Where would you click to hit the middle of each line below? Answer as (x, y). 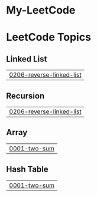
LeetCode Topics (49, 37)
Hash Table (27, 170)
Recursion (25, 96)
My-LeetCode (41, 10)
